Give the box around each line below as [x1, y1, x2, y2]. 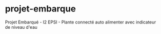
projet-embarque [5, 3, 76, 14]
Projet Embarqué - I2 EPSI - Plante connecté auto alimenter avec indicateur [5, 19, 156, 25]
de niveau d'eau [5, 24, 38, 30]
